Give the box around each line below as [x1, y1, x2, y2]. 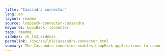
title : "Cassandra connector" [5, 7, 67, 12]
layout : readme [5, 16, 36, 21]
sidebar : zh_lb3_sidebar [5, 35, 56, 39]
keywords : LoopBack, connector [5, 25, 69, 30]
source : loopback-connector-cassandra [5, 20, 84, 26]
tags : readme [5, 30, 32, 35]
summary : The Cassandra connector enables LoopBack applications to [5, 43, 148, 48]
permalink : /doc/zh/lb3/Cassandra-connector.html [5, 39, 109, 44]
